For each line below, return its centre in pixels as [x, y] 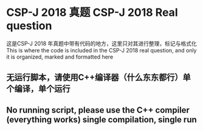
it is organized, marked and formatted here [60, 57]
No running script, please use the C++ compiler [98, 110]
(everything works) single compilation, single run [102, 119]
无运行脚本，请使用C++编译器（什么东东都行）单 [99, 78]
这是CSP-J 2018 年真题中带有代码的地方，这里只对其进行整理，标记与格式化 [101, 43]
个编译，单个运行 [38, 89]
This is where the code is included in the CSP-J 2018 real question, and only [101, 50]
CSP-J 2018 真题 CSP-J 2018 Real [92, 12]
